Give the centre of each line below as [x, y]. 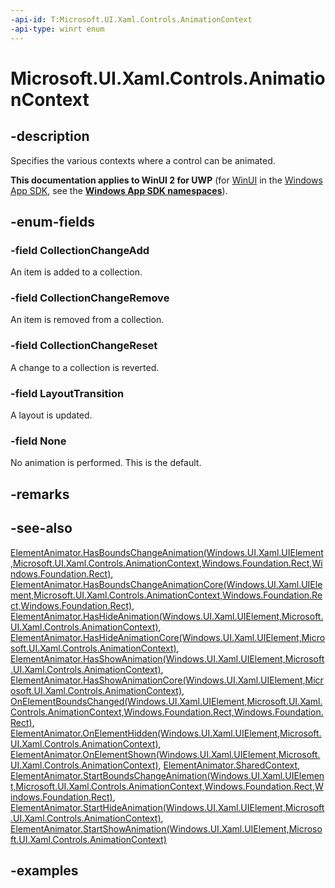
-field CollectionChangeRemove [90, 298]
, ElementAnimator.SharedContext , [229, 765]
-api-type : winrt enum [57, 29]
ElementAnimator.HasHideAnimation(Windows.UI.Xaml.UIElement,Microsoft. [167, 616]
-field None [38, 441]
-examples [44, 870]
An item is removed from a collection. [87, 320]
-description [50, 136]
